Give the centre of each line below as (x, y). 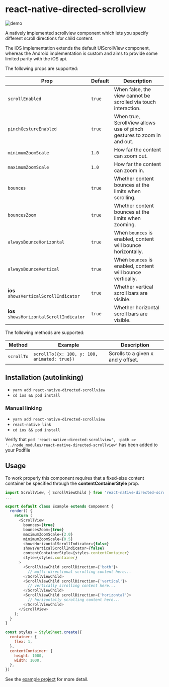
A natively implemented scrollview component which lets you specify (77, 33)
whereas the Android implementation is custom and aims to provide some (81, 53)
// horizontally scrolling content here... (74, 600)
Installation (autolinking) (45, 377)
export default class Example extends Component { (59, 506)
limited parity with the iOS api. (36, 58)
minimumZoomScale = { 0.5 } (48, 539)
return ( (23, 516)
